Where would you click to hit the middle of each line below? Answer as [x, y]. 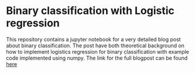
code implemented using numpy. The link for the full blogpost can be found [97, 58]
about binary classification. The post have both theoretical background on [95, 46]
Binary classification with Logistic [90, 11]
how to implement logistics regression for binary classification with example [97, 51]
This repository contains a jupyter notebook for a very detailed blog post [93, 39]
